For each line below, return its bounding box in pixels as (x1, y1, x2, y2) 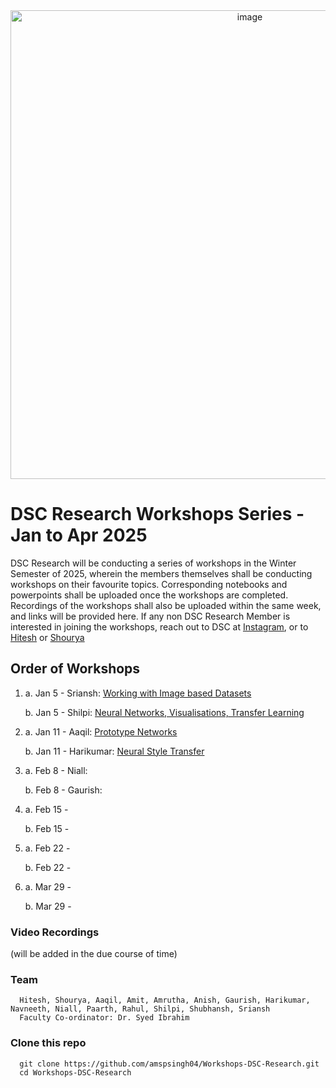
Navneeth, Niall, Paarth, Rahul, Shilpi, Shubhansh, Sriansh (10, 1004, 271, 1014)
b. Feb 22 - (24, 861, 72, 873)
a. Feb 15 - (24, 803, 69, 815)
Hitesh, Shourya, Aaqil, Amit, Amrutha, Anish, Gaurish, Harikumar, (19, 995, 311, 1006)
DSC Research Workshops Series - (10, 503, 305, 526)
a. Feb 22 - (24, 842, 71, 854)
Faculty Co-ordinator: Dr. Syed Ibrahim (19, 1013, 190, 1023)
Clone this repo (10, 1036, 87, 1050)
